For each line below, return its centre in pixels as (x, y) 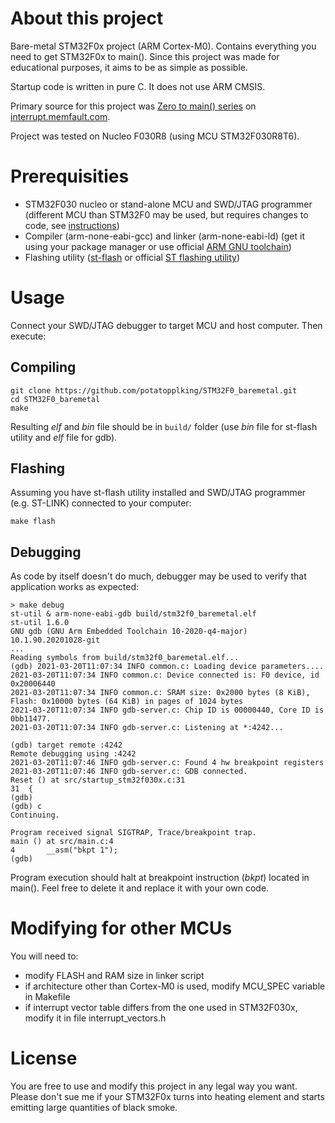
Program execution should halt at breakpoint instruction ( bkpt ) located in (160, 878)
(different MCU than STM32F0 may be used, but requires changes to (166, 214)
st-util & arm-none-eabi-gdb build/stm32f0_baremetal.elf (133, 614)
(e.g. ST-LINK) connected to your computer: (101, 503)
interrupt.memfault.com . (60, 116)
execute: (28, 336)
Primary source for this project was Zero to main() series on (133, 106)
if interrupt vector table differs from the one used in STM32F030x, (161, 1008)
